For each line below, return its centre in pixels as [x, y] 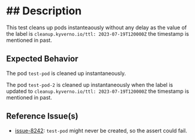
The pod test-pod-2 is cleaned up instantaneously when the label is [90, 85]
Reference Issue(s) [42, 116]
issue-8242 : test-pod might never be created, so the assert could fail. [101, 130]
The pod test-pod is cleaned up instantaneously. [66, 73]
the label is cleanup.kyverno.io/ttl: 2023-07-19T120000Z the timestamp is [98, 33]
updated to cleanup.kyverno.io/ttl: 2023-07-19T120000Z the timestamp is [98, 91]
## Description [44, 11]
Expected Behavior [42, 59]
